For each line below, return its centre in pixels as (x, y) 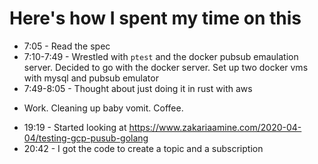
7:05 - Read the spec (67, 46)
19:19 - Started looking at (75, 127)
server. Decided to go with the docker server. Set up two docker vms (166, 67)
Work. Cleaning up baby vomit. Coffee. (103, 108)
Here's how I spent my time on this (155, 18)
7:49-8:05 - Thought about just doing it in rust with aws (138, 88)
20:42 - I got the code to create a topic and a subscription (143, 148)
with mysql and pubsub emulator (91, 78)
